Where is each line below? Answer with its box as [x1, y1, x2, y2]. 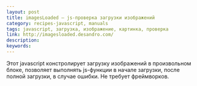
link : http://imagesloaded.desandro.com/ [6, 32, 114, 38]
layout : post [6, 9, 40, 15]
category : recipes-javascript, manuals [6, 20, 109, 26]
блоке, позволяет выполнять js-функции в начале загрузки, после [6, 66, 180, 73]
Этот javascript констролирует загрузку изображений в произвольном [6, 59, 191, 67]
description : [6, 37, 40, 43]
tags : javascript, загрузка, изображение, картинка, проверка [6, 26, 169, 32]
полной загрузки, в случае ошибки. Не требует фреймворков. [6, 73, 169, 80]
